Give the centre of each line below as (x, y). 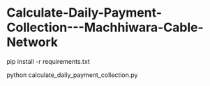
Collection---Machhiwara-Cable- (105, 27)
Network (32, 42)
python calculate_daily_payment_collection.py (72, 75)
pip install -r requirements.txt (48, 61)
